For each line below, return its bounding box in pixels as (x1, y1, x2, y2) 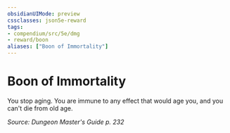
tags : (7, 23, 23, 30)
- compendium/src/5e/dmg (7, 30, 80, 37)
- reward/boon (7, 37, 49, 44)
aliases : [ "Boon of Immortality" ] (7, 43, 109, 50)
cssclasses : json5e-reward (7, 17, 87, 24)
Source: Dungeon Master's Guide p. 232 (7, 118, 124, 126)
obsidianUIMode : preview (7, 10, 80, 18)
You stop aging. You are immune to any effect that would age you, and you (7, 96, 224, 105)
